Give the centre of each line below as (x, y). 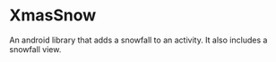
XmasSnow (53, 15)
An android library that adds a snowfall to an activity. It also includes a (138, 40)
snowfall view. (35, 49)
